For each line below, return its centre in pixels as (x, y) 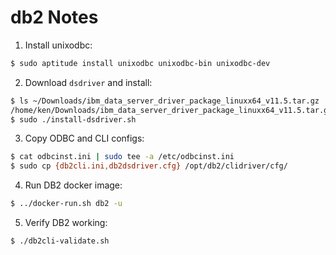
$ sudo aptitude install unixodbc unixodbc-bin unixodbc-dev (140, 63)
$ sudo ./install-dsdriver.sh (73, 119)
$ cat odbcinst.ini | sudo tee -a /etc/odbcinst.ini (122, 157)
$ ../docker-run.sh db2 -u (66, 204)
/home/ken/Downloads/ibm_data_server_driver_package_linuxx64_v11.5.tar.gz (171, 110)
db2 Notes (54, 17)
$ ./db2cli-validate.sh (60, 241)
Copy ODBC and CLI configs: (84, 138)
